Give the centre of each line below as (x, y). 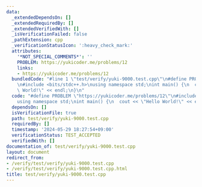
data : (13, 12)
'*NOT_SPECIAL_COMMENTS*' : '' (55, 57)
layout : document (28, 152)
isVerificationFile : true (44, 113)
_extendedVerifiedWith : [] (45, 29)
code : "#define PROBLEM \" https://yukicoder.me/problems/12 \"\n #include (105, 96)
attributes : (27, 51)
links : (25, 68)
